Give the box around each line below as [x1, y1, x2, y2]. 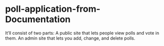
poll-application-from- [5, 3, 101, 15]
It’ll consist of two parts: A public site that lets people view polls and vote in [5, 30, 160, 36]
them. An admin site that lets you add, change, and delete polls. [5, 35, 136, 41]
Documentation [5, 14, 71, 25]
